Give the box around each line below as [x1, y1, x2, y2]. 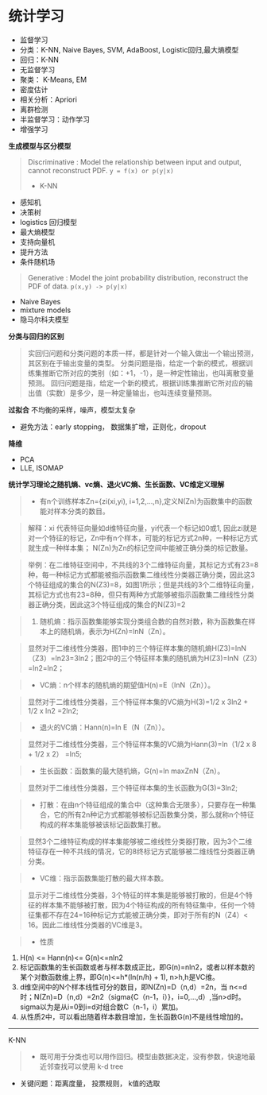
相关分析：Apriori [19, 95, 78, 104]
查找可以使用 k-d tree [53, 1062, 124, 1071]
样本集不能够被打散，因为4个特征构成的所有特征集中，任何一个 [41, 900, 249, 910]
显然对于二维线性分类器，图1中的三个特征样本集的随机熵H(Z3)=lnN [27, 643, 247, 652]
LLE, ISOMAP [19, 462, 64, 473]
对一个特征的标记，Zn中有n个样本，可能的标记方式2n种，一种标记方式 [27, 533, 258, 543]
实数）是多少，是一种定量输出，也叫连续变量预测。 [48, 388, 216, 397]
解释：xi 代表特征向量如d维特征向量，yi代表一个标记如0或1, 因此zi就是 [27, 523, 257, 532]
